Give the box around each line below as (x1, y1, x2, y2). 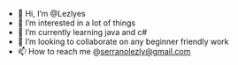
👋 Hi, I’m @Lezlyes (17, 9, 86, 18)
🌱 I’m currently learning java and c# (17, 27, 148, 37)
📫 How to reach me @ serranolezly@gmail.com (17, 47, 191, 56)
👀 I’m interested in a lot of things (17, 18, 135, 28)
